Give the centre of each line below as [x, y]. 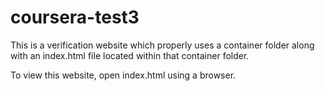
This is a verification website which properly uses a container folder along [162, 45]
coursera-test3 [75, 17]
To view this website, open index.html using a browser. [123, 75]
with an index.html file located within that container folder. [130, 55]
